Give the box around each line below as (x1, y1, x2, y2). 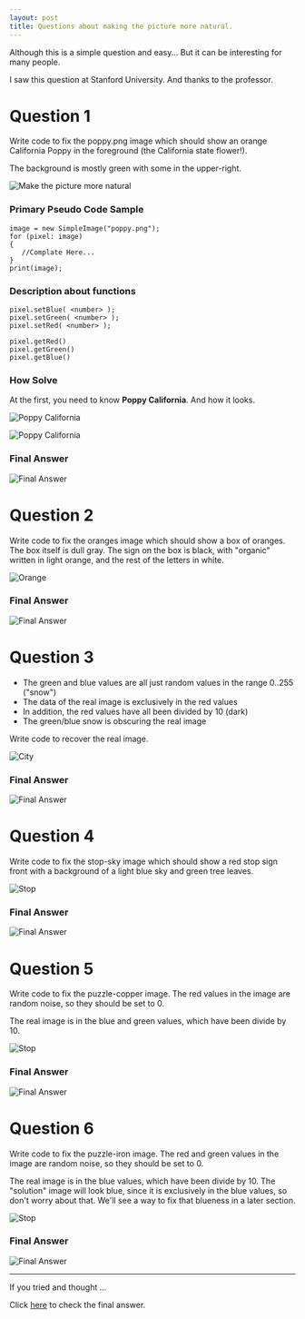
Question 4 (9, 826, 95, 847)
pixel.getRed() (9, 337, 67, 346)
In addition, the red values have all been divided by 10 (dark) (22, 706, 249, 717)
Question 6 (9, 1118, 94, 1138)
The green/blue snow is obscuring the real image (22, 715, 207, 727)
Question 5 (9, 958, 94, 979)
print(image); (9, 263, 64, 273)
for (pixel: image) (9, 232, 84, 241)
